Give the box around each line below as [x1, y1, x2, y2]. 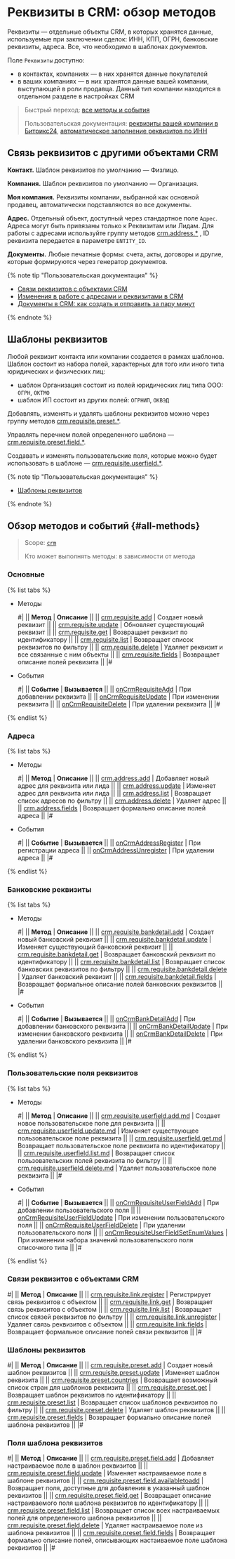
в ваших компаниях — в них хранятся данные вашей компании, [17, 77, 209, 85]
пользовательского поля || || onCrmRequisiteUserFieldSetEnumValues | [17, 1228, 228, 1237]
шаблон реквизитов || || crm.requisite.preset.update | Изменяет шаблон [7, 1369, 220, 1377]
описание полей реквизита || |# [17, 657, 113, 666]
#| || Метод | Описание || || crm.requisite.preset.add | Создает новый [7, 1361, 213, 1369]
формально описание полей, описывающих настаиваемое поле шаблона [7, 1536, 228, 1545]
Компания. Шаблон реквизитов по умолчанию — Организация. [7, 179, 199, 188]
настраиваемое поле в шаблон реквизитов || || [7, 1461, 149, 1470]
